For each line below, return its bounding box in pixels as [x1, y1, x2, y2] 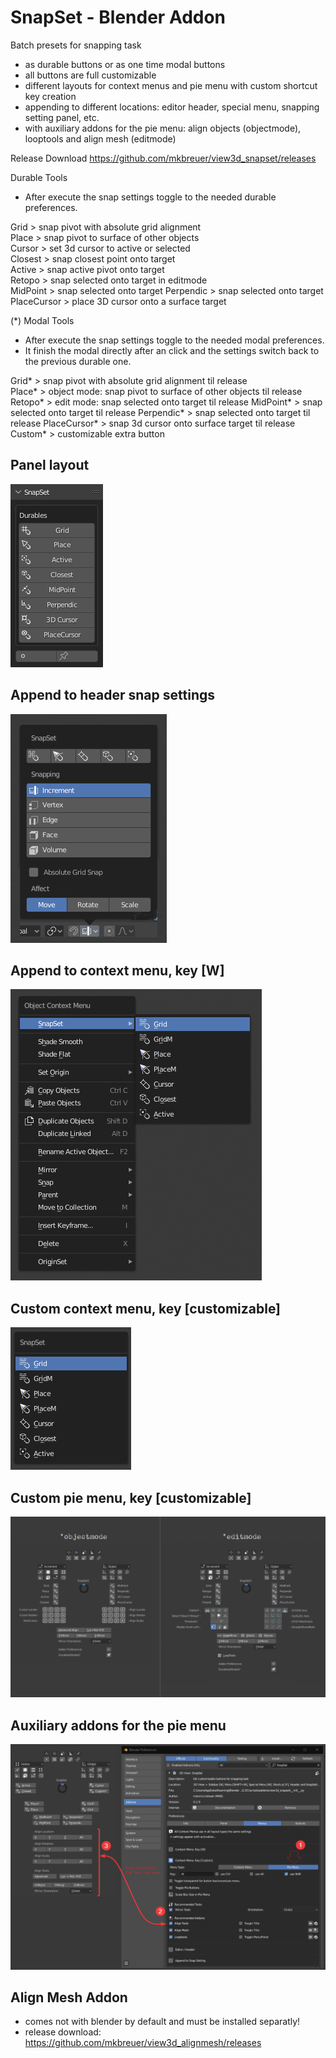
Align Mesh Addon [10, 1989, 128, 2006]
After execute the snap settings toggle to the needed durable [24, 191, 277, 203]
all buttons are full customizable [24, 69, 157, 81]
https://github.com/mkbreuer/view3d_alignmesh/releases [24, 2037, 262, 2049]
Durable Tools [10, 171, 68, 183]
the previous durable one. [24, 355, 132, 367]
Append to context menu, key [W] [10, 962, 225, 979]
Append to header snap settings [10, 687, 215, 704]
